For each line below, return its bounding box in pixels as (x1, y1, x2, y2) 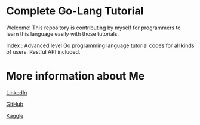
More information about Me (6, 69, 145, 83)
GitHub (6, 100, 24, 108)
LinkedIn (6, 89, 27, 96)
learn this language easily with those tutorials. (6, 30, 119, 37)
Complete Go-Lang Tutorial (6, 4, 144, 18)
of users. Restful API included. (6, 48, 81, 55)
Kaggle (6, 112, 24, 119)
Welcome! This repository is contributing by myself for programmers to (6, 24, 181, 31)
